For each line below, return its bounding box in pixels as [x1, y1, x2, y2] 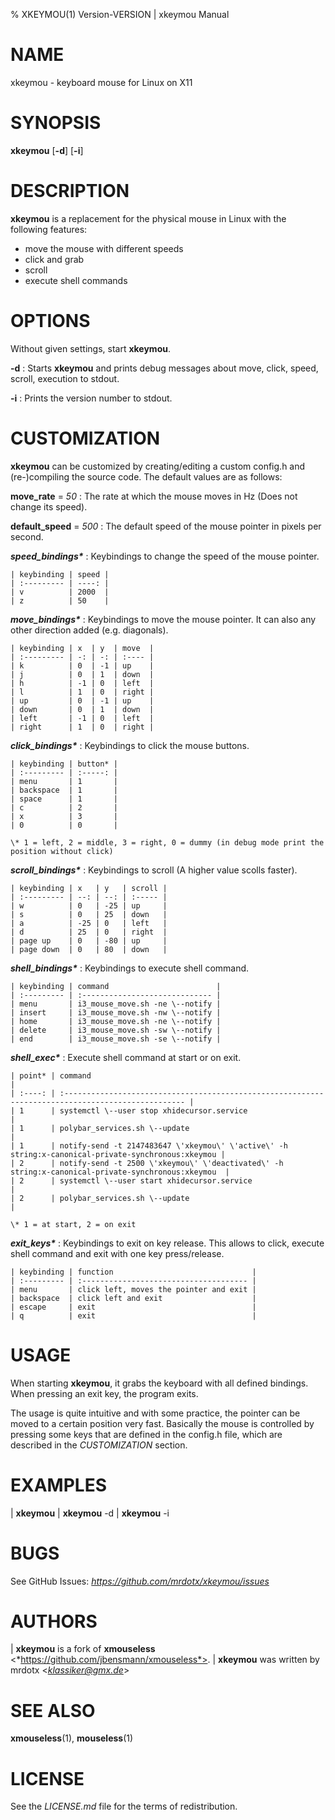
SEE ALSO [10, 1699, 96, 1722]
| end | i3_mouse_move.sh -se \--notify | [10, 1034, 222, 1044]
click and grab [24, 253, 85, 265]
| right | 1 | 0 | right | [10, 722, 155, 732]
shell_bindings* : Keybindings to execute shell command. [10, 962, 250, 974]
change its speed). [10, 500, 88, 513]
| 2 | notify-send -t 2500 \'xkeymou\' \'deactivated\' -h [10, 1158, 284, 1168]
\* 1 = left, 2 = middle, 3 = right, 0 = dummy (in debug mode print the [10, 837, 325, 848]
